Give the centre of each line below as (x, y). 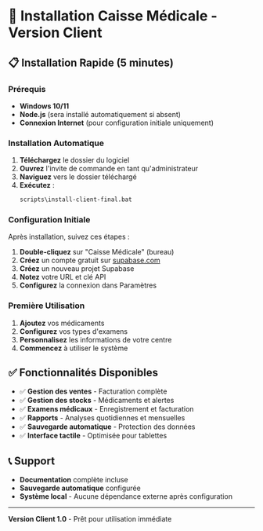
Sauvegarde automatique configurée (80, 488)
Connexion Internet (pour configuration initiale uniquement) (116, 123)
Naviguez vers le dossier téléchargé (78, 177)
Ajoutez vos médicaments (62, 323)
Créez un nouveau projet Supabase (77, 269)
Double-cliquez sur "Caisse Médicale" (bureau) (97, 252)
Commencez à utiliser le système (74, 348)
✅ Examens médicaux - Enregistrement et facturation (106, 409)
